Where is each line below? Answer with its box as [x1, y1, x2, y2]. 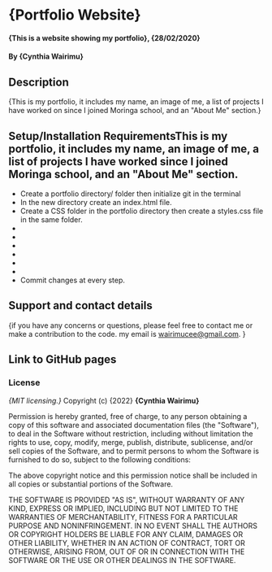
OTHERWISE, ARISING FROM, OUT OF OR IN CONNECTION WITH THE [8, 547, 245, 557]
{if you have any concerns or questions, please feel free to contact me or [8, 320, 253, 330]
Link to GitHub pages [8, 352, 117, 367]
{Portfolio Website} [8, 6, 141, 24]
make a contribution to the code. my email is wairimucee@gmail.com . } [8, 329, 246, 338]
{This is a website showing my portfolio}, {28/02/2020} [8, 33, 201, 42]
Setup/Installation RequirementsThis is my [8, 129, 228, 143]
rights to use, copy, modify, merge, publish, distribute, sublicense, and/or [8, 437, 253, 447]
